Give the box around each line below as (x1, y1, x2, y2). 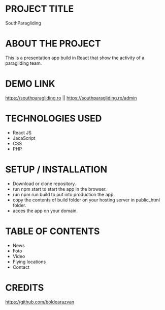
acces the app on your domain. (12, 208, 78, 214)
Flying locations (12, 259, 46, 265)
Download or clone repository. (12, 180, 76, 187)
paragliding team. (5, 60, 42, 66)
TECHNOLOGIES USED (5, 113, 102, 124)
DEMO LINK (5, 78, 55, 90)
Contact (12, 264, 29, 270)
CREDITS (5, 281, 44, 293)
